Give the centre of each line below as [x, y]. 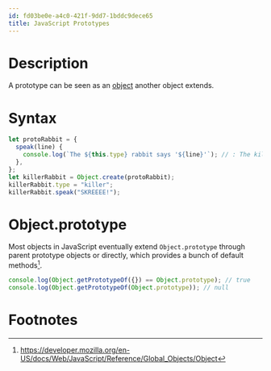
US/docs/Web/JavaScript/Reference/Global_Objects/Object [119, 358]
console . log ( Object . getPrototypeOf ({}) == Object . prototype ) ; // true [129, 280]
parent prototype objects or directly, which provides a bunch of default [126, 256]
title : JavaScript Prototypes [59, 23]
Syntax [33, 118]
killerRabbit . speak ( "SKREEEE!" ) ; [65, 192]
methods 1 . [25, 265]
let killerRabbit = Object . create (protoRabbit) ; [92, 177]
